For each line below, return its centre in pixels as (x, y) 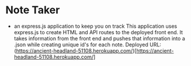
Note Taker (33, 10)
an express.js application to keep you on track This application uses (95, 26)
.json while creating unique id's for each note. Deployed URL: (88, 45)
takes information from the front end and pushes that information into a (99, 38)
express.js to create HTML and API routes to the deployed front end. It (98, 32)
